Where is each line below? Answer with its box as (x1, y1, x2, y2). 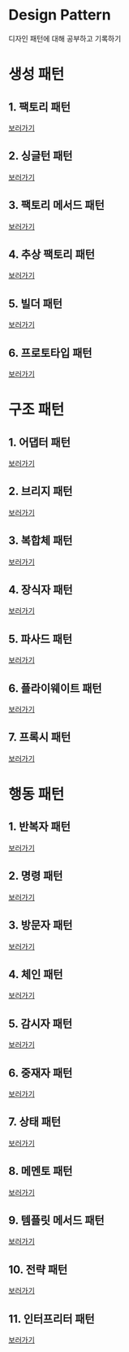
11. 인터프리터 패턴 (8, 1311, 95, 1326)
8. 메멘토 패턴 (8, 1164, 73, 1178)
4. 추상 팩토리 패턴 (8, 247, 96, 261)
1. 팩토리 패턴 (8, 100, 71, 114)
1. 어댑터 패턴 (8, 435, 71, 449)
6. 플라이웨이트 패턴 (8, 681, 102, 695)
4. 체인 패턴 (8, 967, 63, 981)
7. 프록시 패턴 (8, 730, 71, 745)
